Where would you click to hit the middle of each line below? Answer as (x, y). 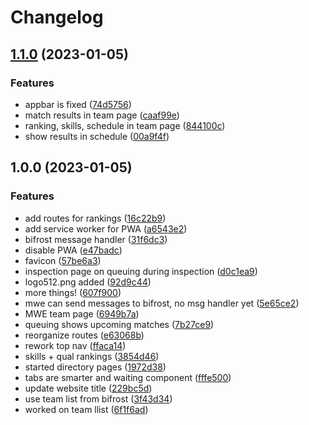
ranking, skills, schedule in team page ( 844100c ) (125, 125)
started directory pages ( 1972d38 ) (95, 367)
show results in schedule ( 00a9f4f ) (97, 136)
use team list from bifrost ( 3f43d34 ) (98, 398)
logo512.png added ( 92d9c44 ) (88, 282)
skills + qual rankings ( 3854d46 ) (92, 356)
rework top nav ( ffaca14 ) (75, 345)
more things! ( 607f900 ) (73, 292)
